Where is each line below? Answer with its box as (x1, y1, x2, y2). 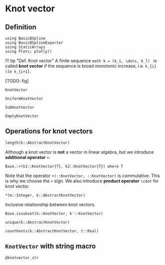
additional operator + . (5, 154, 51, 160)
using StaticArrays (5, 45, 46, 50)
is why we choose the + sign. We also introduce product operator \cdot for (5, 177, 159, 184)
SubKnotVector (5, 105, 35, 110)
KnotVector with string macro (5, 242, 96, 251)
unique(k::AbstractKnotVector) (5, 220, 70, 225)
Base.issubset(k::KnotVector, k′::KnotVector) (5, 211, 103, 216)
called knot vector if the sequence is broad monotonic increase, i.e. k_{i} (5, 63, 157, 69)
